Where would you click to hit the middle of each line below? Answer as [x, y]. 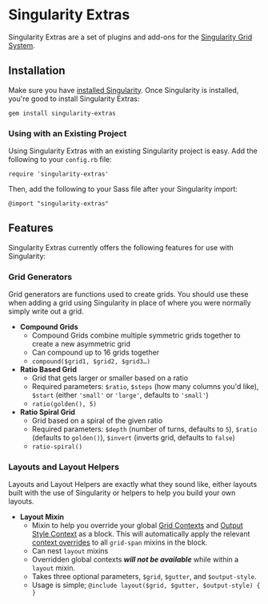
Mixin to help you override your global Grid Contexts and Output [138, 525]
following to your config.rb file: [60, 160]
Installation [37, 71]
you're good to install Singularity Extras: [74, 99]
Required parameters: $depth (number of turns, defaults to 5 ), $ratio [144, 429]
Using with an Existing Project [68, 133]
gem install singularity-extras [62, 113]
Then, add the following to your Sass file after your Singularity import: [123, 189]
